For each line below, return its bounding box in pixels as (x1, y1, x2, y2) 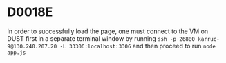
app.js (7, 49, 26, 56)
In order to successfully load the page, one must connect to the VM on (7, 27, 209, 35)
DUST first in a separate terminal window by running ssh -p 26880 (7, 34, 196, 42)
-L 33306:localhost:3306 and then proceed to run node (59, 42, 216, 50)
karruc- (198, 35, 220, 42)
